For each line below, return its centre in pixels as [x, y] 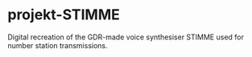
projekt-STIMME [64, 15]
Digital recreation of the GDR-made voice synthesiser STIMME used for [126, 37]
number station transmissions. [58, 45]
